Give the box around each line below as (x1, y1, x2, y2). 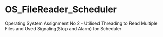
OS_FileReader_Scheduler (5, 4, 117, 15)
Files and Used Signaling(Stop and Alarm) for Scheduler (5, 25, 122, 31)
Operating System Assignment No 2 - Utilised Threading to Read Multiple (5, 20, 158, 26)
